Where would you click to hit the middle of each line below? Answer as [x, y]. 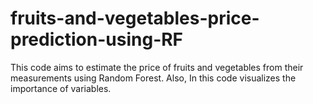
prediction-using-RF [97, 39]
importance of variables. [61, 88]
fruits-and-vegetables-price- [135, 18]
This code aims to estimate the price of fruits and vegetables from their [157, 67]
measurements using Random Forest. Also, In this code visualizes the [153, 78]
